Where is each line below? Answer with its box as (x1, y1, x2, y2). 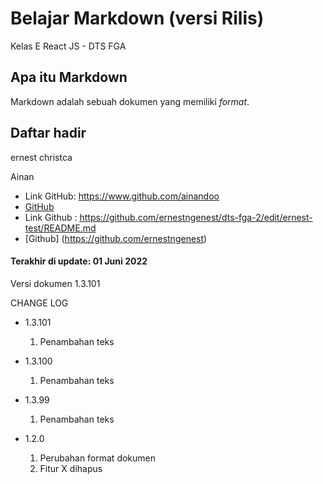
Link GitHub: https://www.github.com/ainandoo (24, 190, 220, 202)
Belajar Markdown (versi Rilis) (10, 7, 265, 30)
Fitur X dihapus (39, 462, 103, 474)
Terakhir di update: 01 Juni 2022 (10, 255, 148, 267)
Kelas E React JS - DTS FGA (10, 40, 127, 52)
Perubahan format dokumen (39, 452, 157, 464)
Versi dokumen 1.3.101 (10, 277, 101, 289)
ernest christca (10, 151, 73, 163)
